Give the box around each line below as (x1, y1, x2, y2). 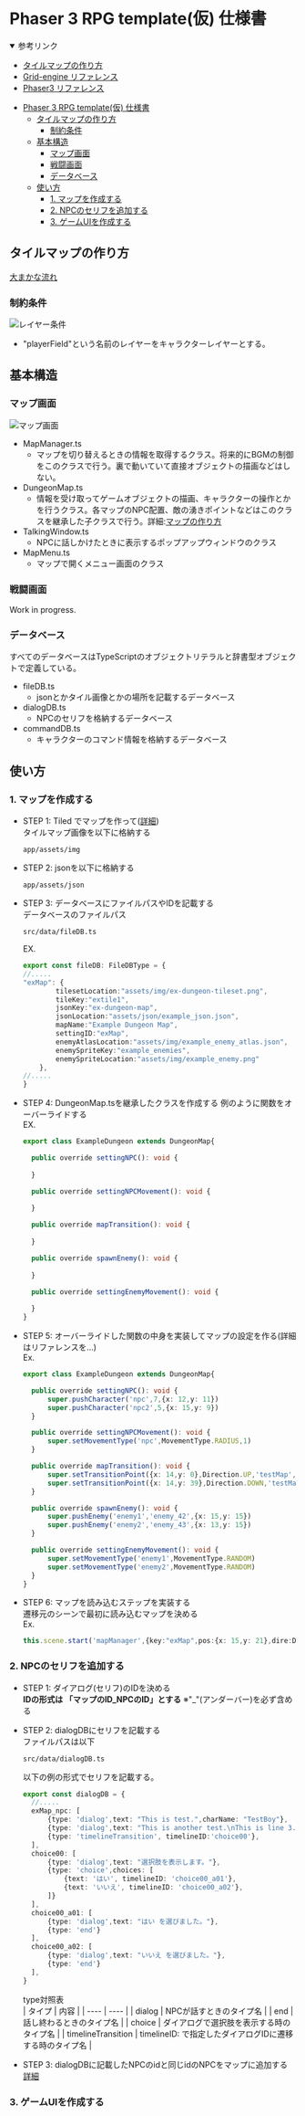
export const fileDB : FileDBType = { (22, 961, 167, 971)
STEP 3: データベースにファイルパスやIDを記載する (22, 898, 214, 909)
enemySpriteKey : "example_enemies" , (56, 1046, 191, 1055)
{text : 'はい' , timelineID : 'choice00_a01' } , (63, 1874, 237, 1884)
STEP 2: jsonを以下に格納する (22, 862, 135, 873)
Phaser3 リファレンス (22, 82, 105, 93)
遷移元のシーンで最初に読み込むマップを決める (22, 1608, 198, 1619)
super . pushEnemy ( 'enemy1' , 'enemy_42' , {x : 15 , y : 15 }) (46, 1512, 252, 1521)
